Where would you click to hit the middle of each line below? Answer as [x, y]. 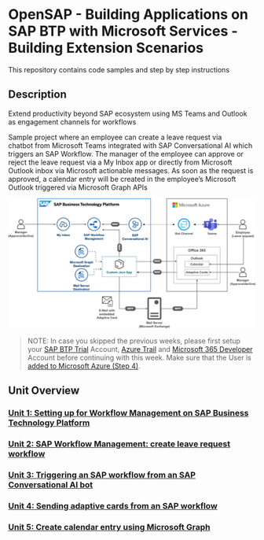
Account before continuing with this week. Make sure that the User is [139, 358]
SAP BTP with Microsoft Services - [123, 31]
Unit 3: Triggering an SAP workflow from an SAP [102, 475]
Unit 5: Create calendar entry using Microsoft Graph [109, 527]
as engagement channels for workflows [72, 122]
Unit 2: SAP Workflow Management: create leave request [119, 444]
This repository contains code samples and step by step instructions [119, 69]
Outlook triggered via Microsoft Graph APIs [78, 187]
